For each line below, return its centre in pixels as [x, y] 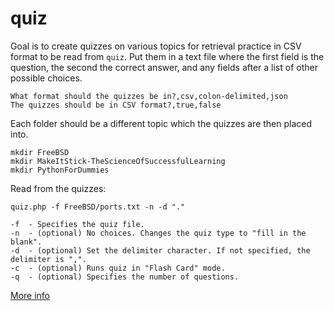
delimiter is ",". [48, 259]
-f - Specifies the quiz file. [77, 224]
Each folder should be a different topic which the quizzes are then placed [161, 123]
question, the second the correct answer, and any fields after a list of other [164, 67]
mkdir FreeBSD [40, 152]
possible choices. [46, 78]
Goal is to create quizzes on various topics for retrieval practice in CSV [156, 46]
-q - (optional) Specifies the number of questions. [125, 277]
